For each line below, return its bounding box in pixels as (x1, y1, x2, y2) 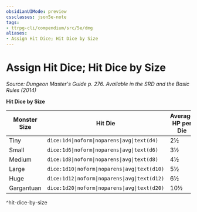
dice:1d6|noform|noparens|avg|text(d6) (47, 146, 158, 153)
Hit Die (96, 119, 116, 127)
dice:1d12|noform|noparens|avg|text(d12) (47, 175, 165, 182)
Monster (13, 115, 38, 124)
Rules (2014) (6, 86, 37, 94)
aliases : (6, 30, 28, 36)
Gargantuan (9, 184, 42, 192)
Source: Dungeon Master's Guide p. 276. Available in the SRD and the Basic (6, 80, 189, 87)
